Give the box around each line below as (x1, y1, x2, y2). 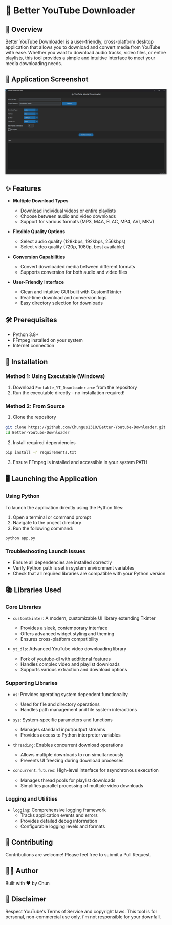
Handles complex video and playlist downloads (20, 661, 120, 667)
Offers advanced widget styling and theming (20, 630, 115, 637)
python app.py (5, 535, 36, 541)
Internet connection (12, 343, 55, 349)
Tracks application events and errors (20, 812, 98, 818)
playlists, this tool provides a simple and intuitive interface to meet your (5, 55, 155, 61)
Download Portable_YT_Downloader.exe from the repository (12, 384, 137, 390)
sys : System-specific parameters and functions (12, 717, 113, 723)
